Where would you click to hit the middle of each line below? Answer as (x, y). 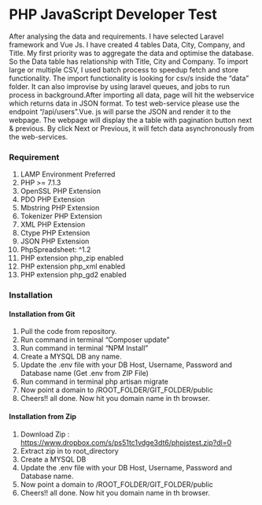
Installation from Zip (43, 416)
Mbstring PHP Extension (60, 208)
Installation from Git (42, 314)
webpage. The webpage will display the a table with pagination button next (131, 120)
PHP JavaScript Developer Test (113, 15)
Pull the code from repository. (68, 332)
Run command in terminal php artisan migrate (94, 382)
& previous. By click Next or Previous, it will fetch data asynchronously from (132, 128)
